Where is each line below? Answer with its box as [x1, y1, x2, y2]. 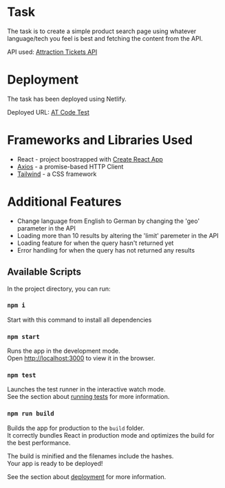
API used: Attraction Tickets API [7, 48, 98, 56]
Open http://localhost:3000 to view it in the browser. [7, 354, 156, 362]
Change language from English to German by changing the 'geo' [17, 217, 200, 225]
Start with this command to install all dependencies [7, 315, 152, 324]
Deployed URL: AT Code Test [7, 108, 89, 116]
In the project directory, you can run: [7, 284, 111, 293]
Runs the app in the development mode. [7, 347, 120, 355]
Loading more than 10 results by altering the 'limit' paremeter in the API [17, 231, 219, 240]
